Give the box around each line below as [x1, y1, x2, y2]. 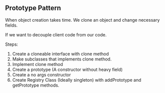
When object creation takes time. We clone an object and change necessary [5, 17, 160, 23]
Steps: [5, 41, 18, 47]
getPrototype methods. [12, 82, 60, 88]
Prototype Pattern [5, 4, 62, 12]
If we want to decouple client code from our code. [5, 31, 107, 37]
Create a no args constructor [12, 71, 71, 78]
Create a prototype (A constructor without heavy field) [12, 66, 123, 72]
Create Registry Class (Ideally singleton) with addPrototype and [12, 77, 141, 83]
